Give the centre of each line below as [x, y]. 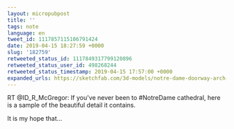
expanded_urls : [29, 78]
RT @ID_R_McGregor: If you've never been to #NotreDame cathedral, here [114, 98]
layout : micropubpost [39, 14]
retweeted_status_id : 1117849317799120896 [70, 59]
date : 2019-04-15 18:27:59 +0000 [56, 46]
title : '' [22, 20]
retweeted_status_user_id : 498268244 [62, 65]
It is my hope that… [35, 119]
